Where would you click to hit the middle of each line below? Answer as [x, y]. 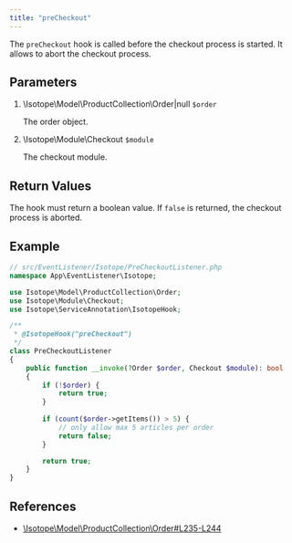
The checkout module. [65, 157]
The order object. [55, 122]
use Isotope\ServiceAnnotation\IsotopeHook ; [95, 309]
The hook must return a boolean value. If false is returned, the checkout [146, 208]
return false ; [85, 436]
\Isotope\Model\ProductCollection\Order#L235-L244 [122, 528]
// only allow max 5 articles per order [136, 427]
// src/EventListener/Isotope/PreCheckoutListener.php [116, 267]
